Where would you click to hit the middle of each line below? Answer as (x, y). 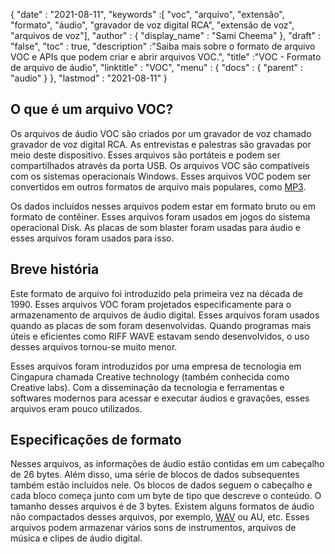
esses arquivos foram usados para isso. (92, 238)
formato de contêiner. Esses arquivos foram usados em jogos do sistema (160, 216)
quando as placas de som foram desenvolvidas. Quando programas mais (161, 325)
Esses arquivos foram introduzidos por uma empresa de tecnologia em (156, 366)
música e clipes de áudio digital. (76, 538)
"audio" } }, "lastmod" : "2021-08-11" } (89, 78)
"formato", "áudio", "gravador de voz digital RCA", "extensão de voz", (152, 25)
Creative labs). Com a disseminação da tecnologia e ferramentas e (147, 387)
